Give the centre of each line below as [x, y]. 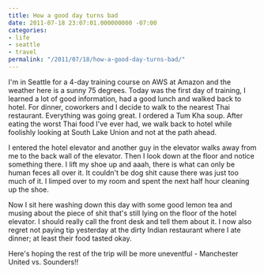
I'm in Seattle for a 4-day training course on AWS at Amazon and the [120, 82]
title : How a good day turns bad [63, 15]
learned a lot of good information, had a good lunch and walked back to [125, 99]
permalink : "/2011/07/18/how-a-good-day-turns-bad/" [97, 60]
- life [19, 37]
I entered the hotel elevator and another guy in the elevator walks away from [132, 148]
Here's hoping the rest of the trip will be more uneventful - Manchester [123, 253]
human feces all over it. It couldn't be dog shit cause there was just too [124, 172]
